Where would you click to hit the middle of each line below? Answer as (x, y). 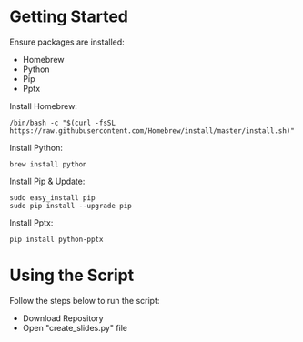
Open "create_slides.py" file (75, 327)
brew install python (49, 164)
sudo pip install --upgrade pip (71, 206)
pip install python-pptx (56, 239)
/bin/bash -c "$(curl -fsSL (63, 123)
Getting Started (69, 17)
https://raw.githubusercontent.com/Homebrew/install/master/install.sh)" (152, 131)
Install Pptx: (31, 222)
